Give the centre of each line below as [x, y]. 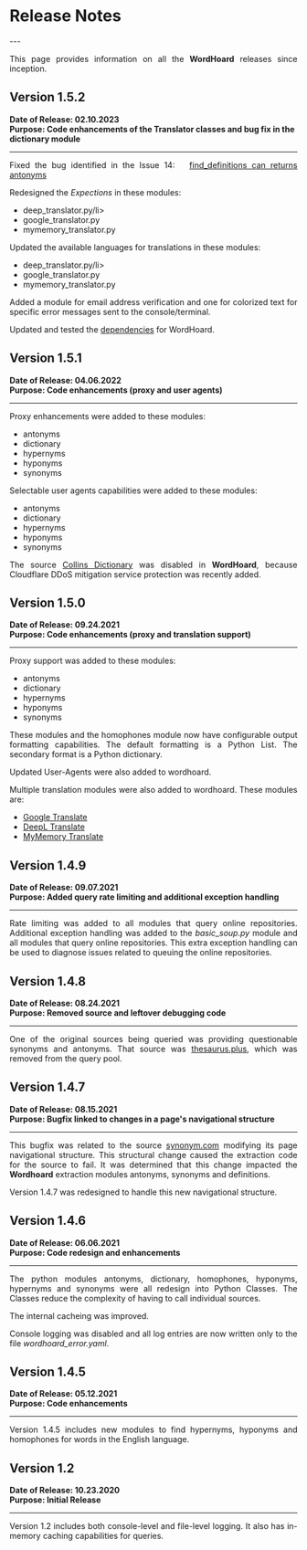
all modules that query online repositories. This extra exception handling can [153, 943]
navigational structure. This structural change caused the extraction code [153, 1155]
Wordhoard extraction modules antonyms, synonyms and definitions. [140, 1174]
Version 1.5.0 [48, 602]
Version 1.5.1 [46, 359]
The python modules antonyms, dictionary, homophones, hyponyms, [153, 1279]
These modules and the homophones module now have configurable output [153, 735]
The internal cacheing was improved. [79, 1315]
